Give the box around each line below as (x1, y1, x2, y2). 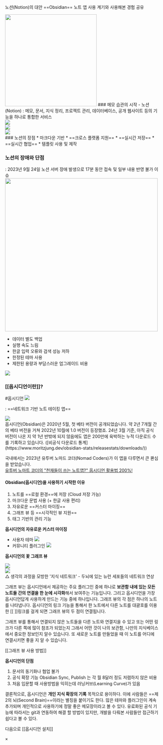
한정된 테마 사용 (12, 354, 42, 360)
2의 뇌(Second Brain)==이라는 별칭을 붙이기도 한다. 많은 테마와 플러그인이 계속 (5, 697, 157, 703)
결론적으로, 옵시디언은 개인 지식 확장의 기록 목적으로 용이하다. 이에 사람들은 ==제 (5, 691, 159, 697)
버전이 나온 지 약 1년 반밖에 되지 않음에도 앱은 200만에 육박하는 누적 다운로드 (5, 433, 151, 439)
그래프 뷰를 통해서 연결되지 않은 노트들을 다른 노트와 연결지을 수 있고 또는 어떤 (5, 619, 154, 624)
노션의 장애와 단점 (5, 154, 45, 161)
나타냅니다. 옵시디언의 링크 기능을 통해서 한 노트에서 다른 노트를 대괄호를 (10, 602, 148, 608)
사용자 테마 (12, 536, 34, 543)
